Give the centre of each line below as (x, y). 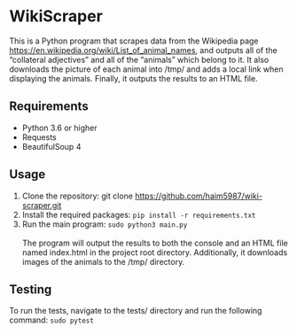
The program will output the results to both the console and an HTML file (155, 243)
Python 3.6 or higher (59, 128)
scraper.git (42, 205)
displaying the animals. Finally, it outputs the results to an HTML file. (134, 78)
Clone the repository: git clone (77, 196)
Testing (31, 289)
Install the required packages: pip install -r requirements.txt (139, 214)
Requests (39, 137)
